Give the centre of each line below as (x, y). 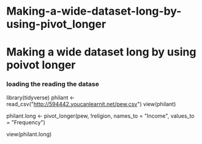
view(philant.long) (29, 134)
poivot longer (41, 65)
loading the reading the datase (53, 84)
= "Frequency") (26, 122)
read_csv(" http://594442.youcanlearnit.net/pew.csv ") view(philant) (91, 104)
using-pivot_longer (56, 24)
